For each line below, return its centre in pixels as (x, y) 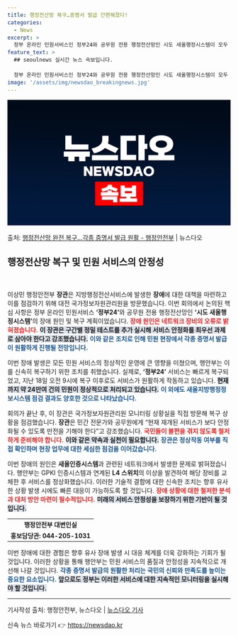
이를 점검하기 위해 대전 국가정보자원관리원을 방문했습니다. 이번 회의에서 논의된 (115, 303)
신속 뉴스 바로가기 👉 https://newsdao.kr (65, 625)
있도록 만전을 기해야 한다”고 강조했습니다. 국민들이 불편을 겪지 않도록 (123, 431)
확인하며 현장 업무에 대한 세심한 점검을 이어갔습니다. (86, 449)
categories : (25, 22)
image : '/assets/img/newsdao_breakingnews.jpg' (79, 82)
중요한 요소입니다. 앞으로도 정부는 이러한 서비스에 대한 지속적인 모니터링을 (109, 579)
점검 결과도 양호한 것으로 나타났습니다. (84, 398)
